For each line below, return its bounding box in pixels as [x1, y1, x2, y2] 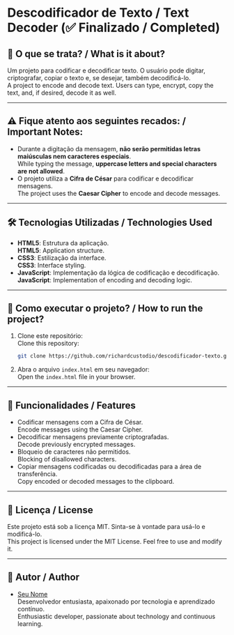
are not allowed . [17, 167, 65, 175]
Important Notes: [7, 126, 84, 138]
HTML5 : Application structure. [17, 246, 105, 254]
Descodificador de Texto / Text [7, 5, 189, 21]
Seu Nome [17, 590, 48, 598]
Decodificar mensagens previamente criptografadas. [17, 433, 169, 441]
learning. [17, 619, 43, 628]
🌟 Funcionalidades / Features [7, 399, 136, 411]
